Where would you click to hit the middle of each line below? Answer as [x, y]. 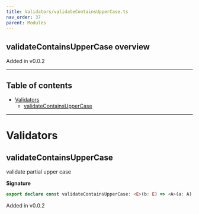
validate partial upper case [38, 172]
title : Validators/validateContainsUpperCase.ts [67, 12]
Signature [19, 183]
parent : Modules [26, 23]
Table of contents [39, 85]
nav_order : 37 [24, 17]
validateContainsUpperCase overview [78, 47]
